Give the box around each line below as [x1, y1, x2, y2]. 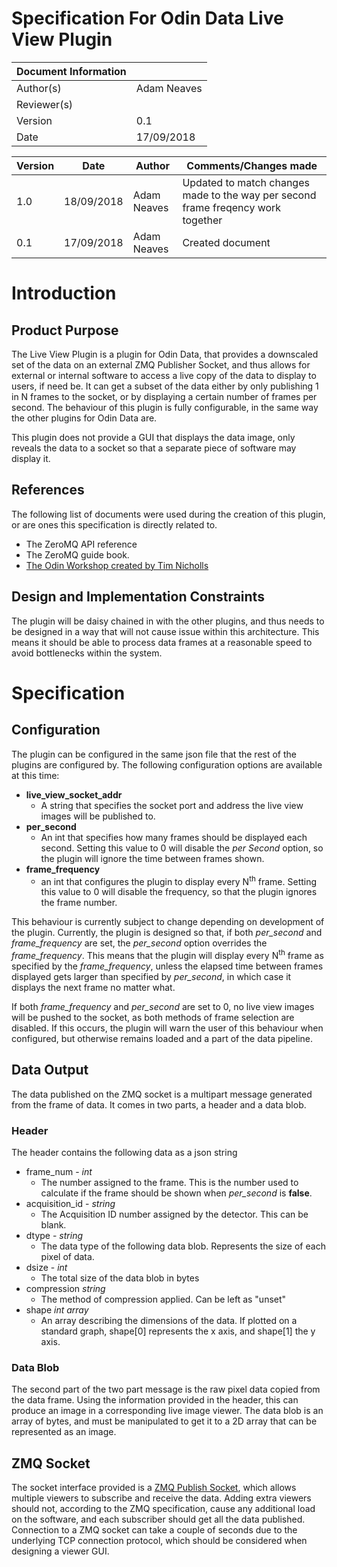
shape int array [25, 1303, 89, 1316]
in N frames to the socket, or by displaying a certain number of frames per [11, 390, 318, 402]
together [182, 213, 223, 227]
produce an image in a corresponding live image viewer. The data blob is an [11, 1405, 324, 1417]
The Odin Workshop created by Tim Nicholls [25, 559, 209, 571]
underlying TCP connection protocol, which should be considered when [11, 1535, 308, 1547]
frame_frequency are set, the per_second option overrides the [11, 937, 268, 949]
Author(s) [16, 81, 62, 95]
